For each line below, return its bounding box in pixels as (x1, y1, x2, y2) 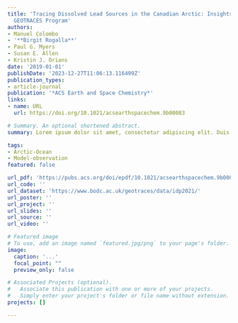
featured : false (7, 161, 55, 169)
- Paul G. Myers (7, 43, 55, 50)
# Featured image (7, 234, 59, 241)
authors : (7, 23, 33, 31)
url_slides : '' (7, 207, 52, 214)
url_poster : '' (7, 194, 52, 201)
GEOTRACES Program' (13, 17, 72, 24)
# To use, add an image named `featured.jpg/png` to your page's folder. (7, 240, 230, 247)
